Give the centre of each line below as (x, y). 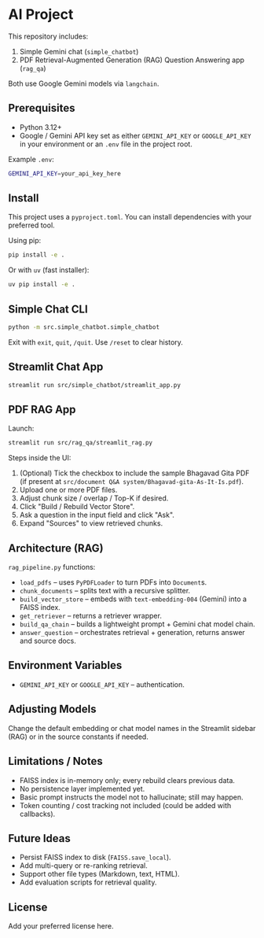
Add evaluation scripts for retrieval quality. (88, 882)
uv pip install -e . (42, 285)
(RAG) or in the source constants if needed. (79, 737)
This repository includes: (48, 36)
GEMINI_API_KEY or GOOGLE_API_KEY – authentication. (102, 684)
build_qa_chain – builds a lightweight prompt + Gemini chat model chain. (137, 624)
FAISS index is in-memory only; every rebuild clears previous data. (127, 780)
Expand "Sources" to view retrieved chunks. (91, 523)
